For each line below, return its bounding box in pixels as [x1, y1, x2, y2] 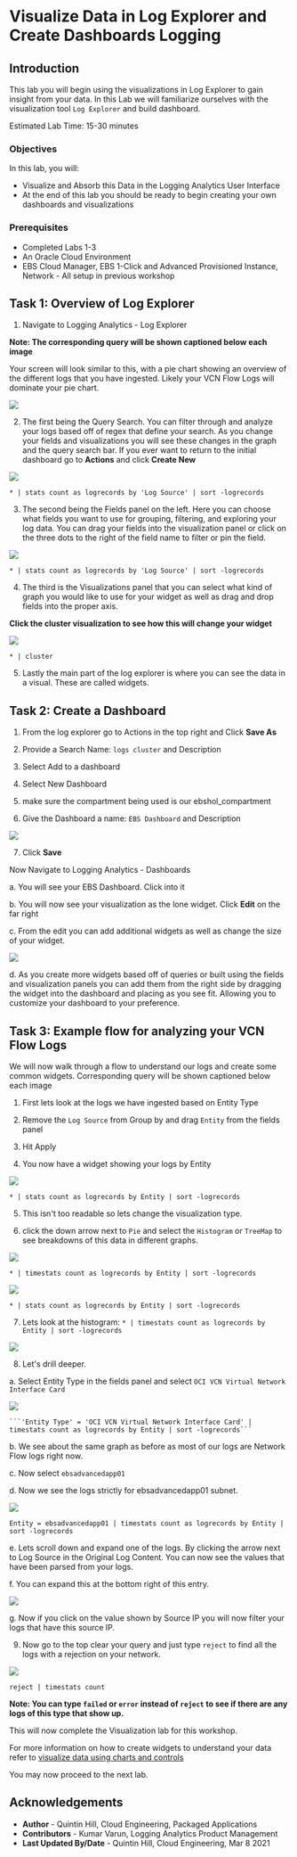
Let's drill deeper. [21, 1359, 87, 1369]
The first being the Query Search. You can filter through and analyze [21, 416, 273, 427]
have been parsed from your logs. [9, 1562, 133, 1573]
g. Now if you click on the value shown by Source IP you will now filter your [9, 1613, 285, 1623]
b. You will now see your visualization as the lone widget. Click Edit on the [9, 899, 281, 910]
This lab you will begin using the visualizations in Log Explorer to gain [9, 85, 264, 94]
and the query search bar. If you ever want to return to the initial [21, 445, 257, 456]
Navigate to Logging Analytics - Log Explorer [21, 319, 188, 331]
